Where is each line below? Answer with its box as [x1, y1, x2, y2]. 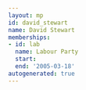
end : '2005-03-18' [15, 63, 76, 70]
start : [15, 56, 37, 63]
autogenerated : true [8, 70, 76, 77]
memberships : [8, 33, 51, 41]
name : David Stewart [8, 26, 76, 34]
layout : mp [8, 11, 44, 20]
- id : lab [8, 41, 41, 49]
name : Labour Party [15, 48, 79, 56]
